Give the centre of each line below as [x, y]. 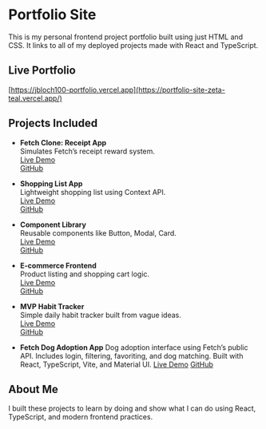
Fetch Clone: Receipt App [63, 142]
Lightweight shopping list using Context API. [93, 192]
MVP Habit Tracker [52, 306]
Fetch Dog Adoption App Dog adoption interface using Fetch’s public [134, 347]
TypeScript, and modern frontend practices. [81, 417]
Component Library [53, 224]
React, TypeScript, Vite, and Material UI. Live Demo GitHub [117, 364]
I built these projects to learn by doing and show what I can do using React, [132, 408]
